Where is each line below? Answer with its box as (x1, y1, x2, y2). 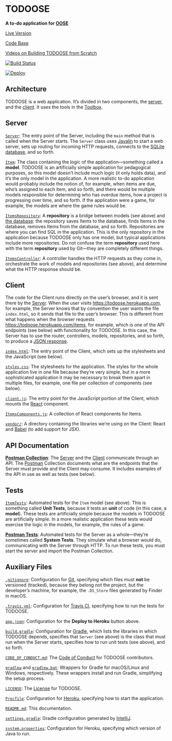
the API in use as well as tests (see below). (5, 471, 96, 477)
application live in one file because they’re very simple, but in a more (5, 369, 150, 375)
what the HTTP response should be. (5, 266, 82, 272)
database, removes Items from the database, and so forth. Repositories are (5, 223, 164, 229)
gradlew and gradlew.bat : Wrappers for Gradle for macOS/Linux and (5, 664, 149, 671)
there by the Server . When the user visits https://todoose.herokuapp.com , (5, 300, 162, 306)
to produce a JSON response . (5, 338, 68, 344)
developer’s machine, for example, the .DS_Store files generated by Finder (5, 587, 163, 594)
